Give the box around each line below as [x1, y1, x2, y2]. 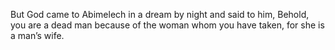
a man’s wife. [10, 30, 65, 41]
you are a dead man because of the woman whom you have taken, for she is [10, 19, 325, 31]
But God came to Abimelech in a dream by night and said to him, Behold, [10, 9, 310, 20]
